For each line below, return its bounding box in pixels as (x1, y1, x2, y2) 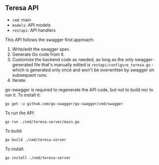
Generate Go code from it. (12, 51, 65, 57)
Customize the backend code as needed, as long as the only (12, 56, 134, 62)
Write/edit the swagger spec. (12, 46, 71, 52)
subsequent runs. (12, 72, 48, 78)
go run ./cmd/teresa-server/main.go (5, 119, 79, 124)
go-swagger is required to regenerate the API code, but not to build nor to (5, 86, 154, 92)
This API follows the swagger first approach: (5, 37, 94, 42)
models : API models (12, 22, 51, 28)
